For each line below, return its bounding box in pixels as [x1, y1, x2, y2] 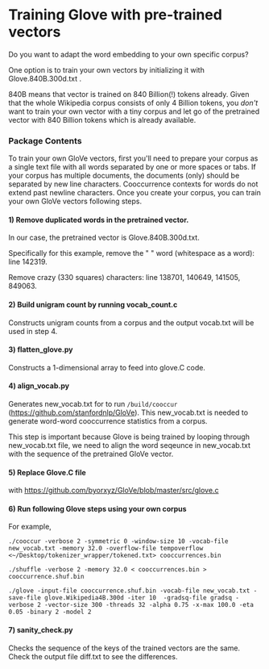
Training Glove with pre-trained [8, 6, 223, 24]
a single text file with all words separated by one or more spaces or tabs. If [8, 162, 256, 172]
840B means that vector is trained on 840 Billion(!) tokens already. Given [8, 89, 250, 98]
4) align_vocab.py [8, 381, 70, 391]
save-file [8, 594, 42, 602]
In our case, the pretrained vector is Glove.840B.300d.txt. [8, 232, 200, 243]
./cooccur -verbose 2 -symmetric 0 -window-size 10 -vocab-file [8, 537, 229, 546]
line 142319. [8, 257, 48, 267]
